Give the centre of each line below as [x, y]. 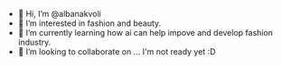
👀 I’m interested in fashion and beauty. [89, 23]
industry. [34, 42]
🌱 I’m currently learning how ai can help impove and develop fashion [146, 33]
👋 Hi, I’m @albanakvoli [59, 14]
